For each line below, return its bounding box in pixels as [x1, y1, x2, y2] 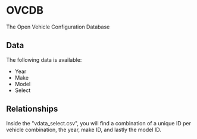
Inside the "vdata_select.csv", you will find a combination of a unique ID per [6, 119, 192, 127]
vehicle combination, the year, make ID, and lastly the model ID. [6, 126, 162, 133]
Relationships [6, 104, 58, 114]
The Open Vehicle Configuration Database [6, 23, 110, 30]
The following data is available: [6, 56, 82, 63]
